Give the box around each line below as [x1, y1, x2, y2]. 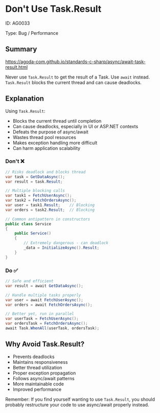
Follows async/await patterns [12, 375, 75, 381]
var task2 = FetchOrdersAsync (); [5, 198, 77, 203]
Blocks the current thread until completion [12, 117, 102, 124]
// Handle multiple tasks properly [5, 292, 81, 298]
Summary [5, 45, 37, 54]
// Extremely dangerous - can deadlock [24, 241, 109, 246]
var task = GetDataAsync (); [5, 174, 65, 180]
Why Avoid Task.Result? [5, 340, 85, 349]
